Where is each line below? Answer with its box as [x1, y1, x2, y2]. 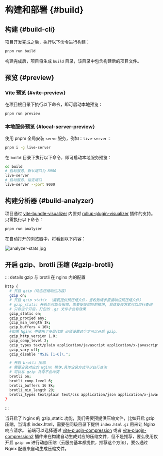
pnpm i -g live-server [5, 145, 51, 150]
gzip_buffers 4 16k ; [9, 325, 51, 330]
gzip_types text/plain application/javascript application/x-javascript [9, 342, 160, 347]
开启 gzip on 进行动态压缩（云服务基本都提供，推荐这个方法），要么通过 [5, 440, 148, 445]
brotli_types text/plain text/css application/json [9, 392, 116, 397]
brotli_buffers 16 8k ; [9, 383, 55, 388]
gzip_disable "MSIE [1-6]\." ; [9, 352, 70, 357]
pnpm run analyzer [5, 226, 42, 231]
